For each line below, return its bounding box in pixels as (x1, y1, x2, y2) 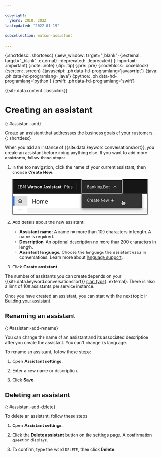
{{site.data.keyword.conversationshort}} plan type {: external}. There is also (5, 278, 155, 284)
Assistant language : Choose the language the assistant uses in (19, 249, 147, 255)
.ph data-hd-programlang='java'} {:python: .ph (5, 73, 98, 79)
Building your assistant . (5, 298, 52, 304)
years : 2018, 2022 (9, 18, 47, 23)
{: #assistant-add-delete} (5, 404, 56, 410)
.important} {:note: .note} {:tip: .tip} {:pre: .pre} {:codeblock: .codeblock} (5, 63, 149, 68)
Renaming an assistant (5, 312, 75, 320)
